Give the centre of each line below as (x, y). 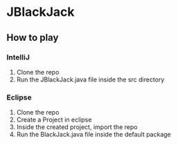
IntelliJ (18, 57)
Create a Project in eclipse (54, 120)
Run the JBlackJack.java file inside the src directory (90, 79)
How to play (33, 38)
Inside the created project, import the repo (77, 127)
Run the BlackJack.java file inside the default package (94, 135)
